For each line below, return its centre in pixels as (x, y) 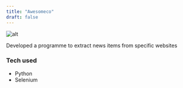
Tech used (22, 61)
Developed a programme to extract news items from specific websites (92, 45)
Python (23, 73)
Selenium (26, 80)
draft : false (22, 17)
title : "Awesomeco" (30, 12)
